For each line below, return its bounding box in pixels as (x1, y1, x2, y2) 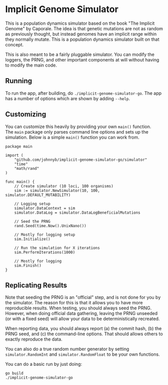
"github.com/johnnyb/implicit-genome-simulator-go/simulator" (14, 157, 147, 162)
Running (5, 77, 33, 85)
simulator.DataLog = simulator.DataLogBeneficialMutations (14, 210, 141, 215)
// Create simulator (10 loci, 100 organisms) (14, 183, 114, 188)
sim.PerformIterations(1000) (14, 249, 75, 255)
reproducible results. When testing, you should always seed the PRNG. (5, 305, 152, 311)
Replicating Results (5, 281, 67, 289)
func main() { (5, 179, 35, 184)
